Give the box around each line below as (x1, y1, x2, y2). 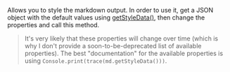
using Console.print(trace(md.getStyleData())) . (24, 57, 167, 65)
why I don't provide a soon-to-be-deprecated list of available (24, 42, 202, 50)
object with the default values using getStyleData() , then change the (7, 13, 205, 22)
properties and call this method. (7, 21, 100, 29)
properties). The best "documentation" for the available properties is (24, 49, 224, 57)
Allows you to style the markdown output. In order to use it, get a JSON (7, 6, 214, 14)
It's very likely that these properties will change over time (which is (24, 34, 219, 43)
